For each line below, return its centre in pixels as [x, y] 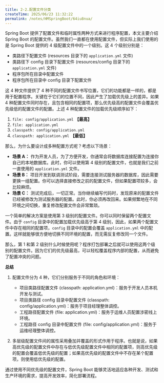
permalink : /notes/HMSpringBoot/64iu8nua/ [49, 19]
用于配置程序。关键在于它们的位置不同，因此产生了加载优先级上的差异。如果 [82, 97]
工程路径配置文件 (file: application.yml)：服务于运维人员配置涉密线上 [88, 312]
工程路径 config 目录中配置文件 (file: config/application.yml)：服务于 [88, 324]
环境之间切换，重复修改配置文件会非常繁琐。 [57, 205]
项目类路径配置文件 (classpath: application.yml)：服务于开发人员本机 [88, 288]
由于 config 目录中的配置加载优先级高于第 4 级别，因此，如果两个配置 [84, 222]
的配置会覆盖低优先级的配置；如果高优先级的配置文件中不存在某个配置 [83, 353]
